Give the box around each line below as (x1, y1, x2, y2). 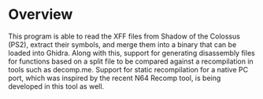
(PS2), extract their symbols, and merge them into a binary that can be (8, 39, 237, 49)
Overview (8, 5, 73, 24)
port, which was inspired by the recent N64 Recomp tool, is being (8, 73, 221, 82)
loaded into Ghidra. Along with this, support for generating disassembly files (8, 48, 256, 57)
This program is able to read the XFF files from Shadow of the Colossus (8, 31, 240, 41)
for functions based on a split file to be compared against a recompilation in (8, 57, 254, 66)
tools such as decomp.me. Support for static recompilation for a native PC (8, 64, 249, 74)
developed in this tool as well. (8, 81, 105, 91)
